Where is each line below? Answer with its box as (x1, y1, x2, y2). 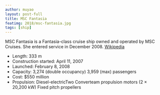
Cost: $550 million (12, 74, 49, 80)
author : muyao (5, 7, 34, 12)
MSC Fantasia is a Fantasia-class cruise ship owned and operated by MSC (5, 38, 155, 44)
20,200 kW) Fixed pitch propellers (12, 84, 82, 90)
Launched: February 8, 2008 (12, 64, 70, 70)
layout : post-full (5, 12, 43, 17)
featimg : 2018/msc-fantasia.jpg (5, 20, 71, 26)
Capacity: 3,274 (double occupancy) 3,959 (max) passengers (12, 69, 137, 75)
